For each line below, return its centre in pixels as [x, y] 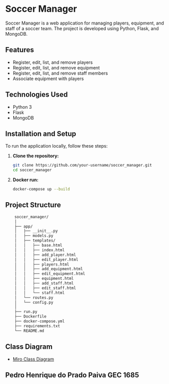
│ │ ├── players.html [42, 264]
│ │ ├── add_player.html [45, 255]
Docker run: [25, 180]
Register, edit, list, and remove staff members [60, 73]
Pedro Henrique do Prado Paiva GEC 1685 [72, 375]
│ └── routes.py [34, 297]
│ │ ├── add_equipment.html [49, 269]
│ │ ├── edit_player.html [47, 259]
